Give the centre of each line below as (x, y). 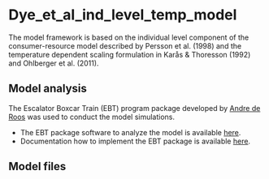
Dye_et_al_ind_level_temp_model (123, 15)
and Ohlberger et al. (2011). (54, 63)
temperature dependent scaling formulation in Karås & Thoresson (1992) (130, 54)
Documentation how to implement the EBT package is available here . (135, 141)
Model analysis (48, 89)
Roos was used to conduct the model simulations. (92, 117)
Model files (37, 166)
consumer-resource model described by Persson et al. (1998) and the (125, 45)
